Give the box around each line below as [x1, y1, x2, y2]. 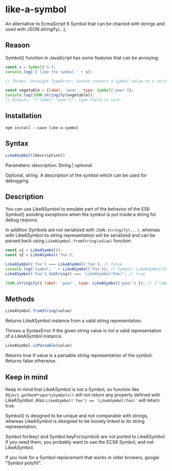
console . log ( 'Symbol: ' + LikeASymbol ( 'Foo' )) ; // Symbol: [5, 266, 134, 272]
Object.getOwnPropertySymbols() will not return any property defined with [5, 391, 160, 398]
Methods [5, 294, 35, 304]
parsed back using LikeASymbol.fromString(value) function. [5, 238, 132, 244]
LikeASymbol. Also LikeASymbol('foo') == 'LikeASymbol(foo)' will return [5, 397, 160, 403]
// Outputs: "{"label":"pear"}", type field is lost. [5, 98, 123, 103]
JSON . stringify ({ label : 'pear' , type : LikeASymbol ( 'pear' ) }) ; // [5, 280, 153, 286]
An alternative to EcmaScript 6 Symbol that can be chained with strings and [5, 21, 165, 27]
